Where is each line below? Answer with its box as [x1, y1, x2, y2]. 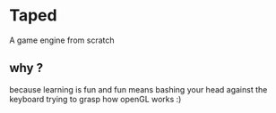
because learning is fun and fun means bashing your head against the [9, 84, 268, 94]
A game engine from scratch [9, 35, 115, 45]
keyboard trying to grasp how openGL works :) [9, 93, 182, 104]
